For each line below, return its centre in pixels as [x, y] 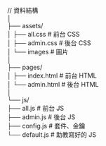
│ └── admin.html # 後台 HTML [53, 84]
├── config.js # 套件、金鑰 [46, 126]
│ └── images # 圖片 [38, 52]
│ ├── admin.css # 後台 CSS [49, 43]
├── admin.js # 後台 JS [41, 117]
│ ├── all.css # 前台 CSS [44, 34]
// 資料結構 [23, 10]
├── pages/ [25, 67]
